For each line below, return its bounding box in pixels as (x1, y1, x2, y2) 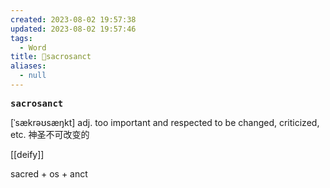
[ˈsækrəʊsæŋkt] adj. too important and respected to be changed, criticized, (10, 116, 320, 128)
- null (19, 71, 47, 81)
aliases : (10, 61, 47, 71)
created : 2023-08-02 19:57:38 (10, 14, 137, 25)
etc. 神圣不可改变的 (10, 128, 90, 140)
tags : (10, 33, 33, 43)
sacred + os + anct (10, 167, 88, 180)
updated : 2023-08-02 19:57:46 (10, 24, 137, 34)
